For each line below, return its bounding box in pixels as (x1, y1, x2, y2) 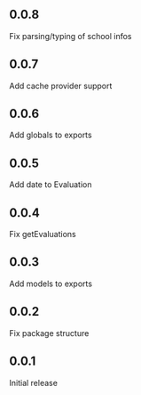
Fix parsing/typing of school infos (9, 30, 132, 41)
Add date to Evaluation (9, 179, 92, 190)
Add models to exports (9, 278, 93, 289)
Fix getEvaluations (9, 229, 77, 240)
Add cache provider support (9, 80, 113, 91)
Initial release (9, 377, 58, 388)
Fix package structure (9, 327, 90, 338)
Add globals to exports (9, 129, 92, 141)
